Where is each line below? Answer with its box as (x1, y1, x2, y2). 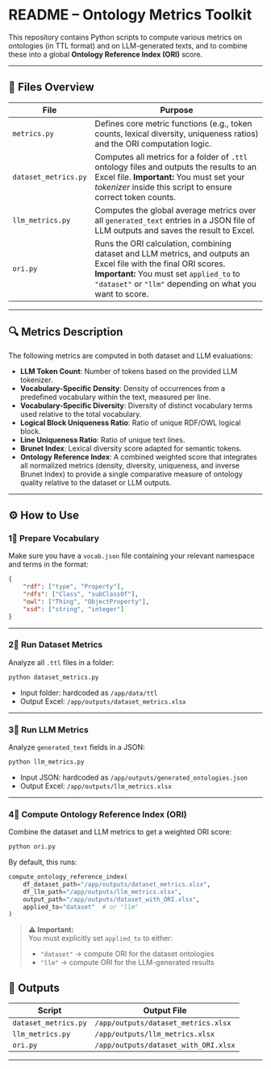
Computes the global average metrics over (94, 204, 256, 215)
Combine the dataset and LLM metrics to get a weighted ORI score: (8, 827, 232, 837)
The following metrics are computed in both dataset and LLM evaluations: (8, 351, 253, 360)
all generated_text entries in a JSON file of (94, 214, 256, 226)
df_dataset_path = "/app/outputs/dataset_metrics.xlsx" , (23, 880, 211, 888)
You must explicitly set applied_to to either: (27, 934, 173, 943)
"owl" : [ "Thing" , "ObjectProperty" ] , (23, 597, 150, 605)
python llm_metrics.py (8, 758, 85, 766)
